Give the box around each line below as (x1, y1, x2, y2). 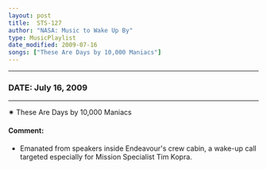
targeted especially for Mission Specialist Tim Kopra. (19, 152, 192, 161)
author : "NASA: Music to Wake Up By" (8, 26, 133, 34)
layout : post (8, 11, 52, 20)
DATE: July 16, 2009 (8, 82, 88, 93)
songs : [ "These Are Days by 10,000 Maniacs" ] (8, 48, 161, 56)
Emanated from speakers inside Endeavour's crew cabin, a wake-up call (19, 144, 257, 153)
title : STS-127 (8, 19, 62, 27)
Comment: (8, 125, 44, 135)
